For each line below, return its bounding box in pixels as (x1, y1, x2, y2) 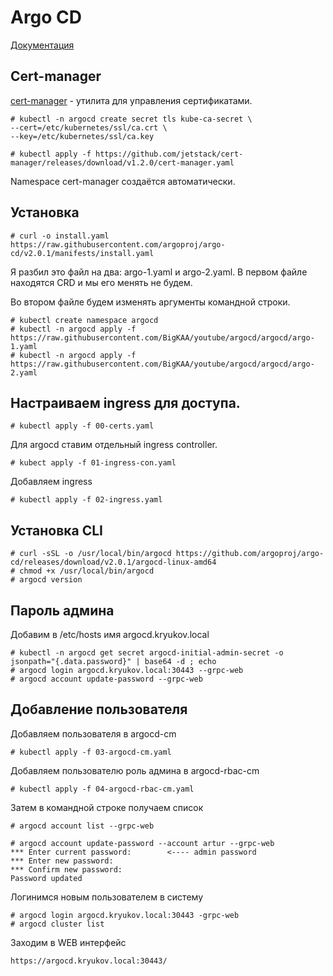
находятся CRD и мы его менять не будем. (10, 276, 193, 288)
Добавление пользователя (10, 701, 188, 718)
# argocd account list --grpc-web (10, 821, 155, 831)
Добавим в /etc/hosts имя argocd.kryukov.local (10, 629, 210, 640)
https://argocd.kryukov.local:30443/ (10, 956, 168, 966)
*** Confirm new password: (10, 864, 123, 875)
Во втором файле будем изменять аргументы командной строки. (10, 296, 291, 308)
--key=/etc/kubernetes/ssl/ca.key (10, 131, 155, 141)
